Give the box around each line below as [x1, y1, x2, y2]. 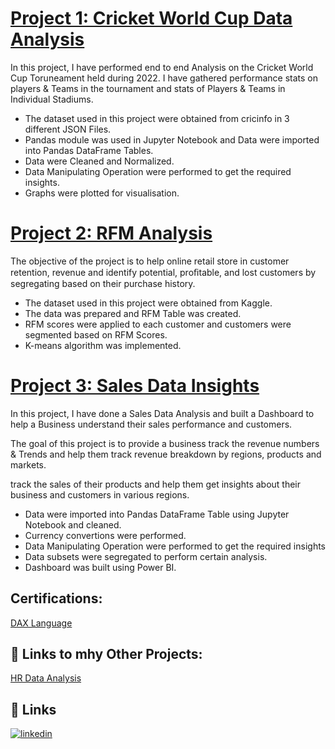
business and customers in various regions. [10, 488, 190, 501]
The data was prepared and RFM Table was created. [24, 307, 242, 319]
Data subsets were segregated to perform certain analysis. [24, 550, 268, 562]
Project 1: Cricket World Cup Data [10, 7, 293, 30]
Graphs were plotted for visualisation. [24, 187, 180, 199]
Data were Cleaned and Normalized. [24, 155, 175, 167]
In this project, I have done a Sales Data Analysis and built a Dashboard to [10, 407, 315, 419]
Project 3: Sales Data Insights [10, 375, 260, 397]
